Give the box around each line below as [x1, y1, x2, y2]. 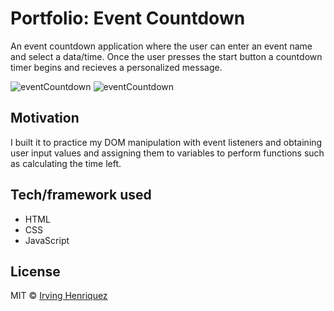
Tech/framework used [10, 187, 152, 204]
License [10, 263, 61, 280]
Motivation [10, 110, 80, 127]
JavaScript [24, 234, 70, 246]
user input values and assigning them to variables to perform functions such [10, 147, 325, 159]
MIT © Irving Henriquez [10, 290, 108, 302]
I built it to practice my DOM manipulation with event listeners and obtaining [10, 136, 323, 148]
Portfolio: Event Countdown [10, 7, 246, 30]
